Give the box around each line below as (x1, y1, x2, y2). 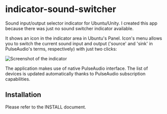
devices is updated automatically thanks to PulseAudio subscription (5, 70, 146, 76)
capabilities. (5, 76, 30, 82)
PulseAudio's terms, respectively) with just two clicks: (5, 46, 117, 52)
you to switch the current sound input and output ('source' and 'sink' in (5, 40, 153, 46)
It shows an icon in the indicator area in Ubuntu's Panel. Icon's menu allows (5, 35, 162, 41)
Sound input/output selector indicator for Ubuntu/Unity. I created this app (5, 20, 158, 26)
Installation (5, 90, 41, 99)
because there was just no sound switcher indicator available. (5, 25, 134, 31)
